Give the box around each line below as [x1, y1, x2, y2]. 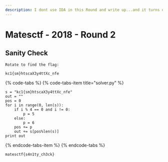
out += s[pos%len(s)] [14, 129, 59, 134]
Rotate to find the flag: [5, 62, 59, 67]
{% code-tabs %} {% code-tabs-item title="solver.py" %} [5, 80, 124, 86]
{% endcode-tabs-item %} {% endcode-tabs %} [5, 142, 105, 148]
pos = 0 [5, 98, 21, 103]
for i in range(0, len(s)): [5, 102, 64, 108]
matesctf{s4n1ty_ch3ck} [5, 151, 55, 157]
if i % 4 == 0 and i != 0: [14, 107, 70, 112]
